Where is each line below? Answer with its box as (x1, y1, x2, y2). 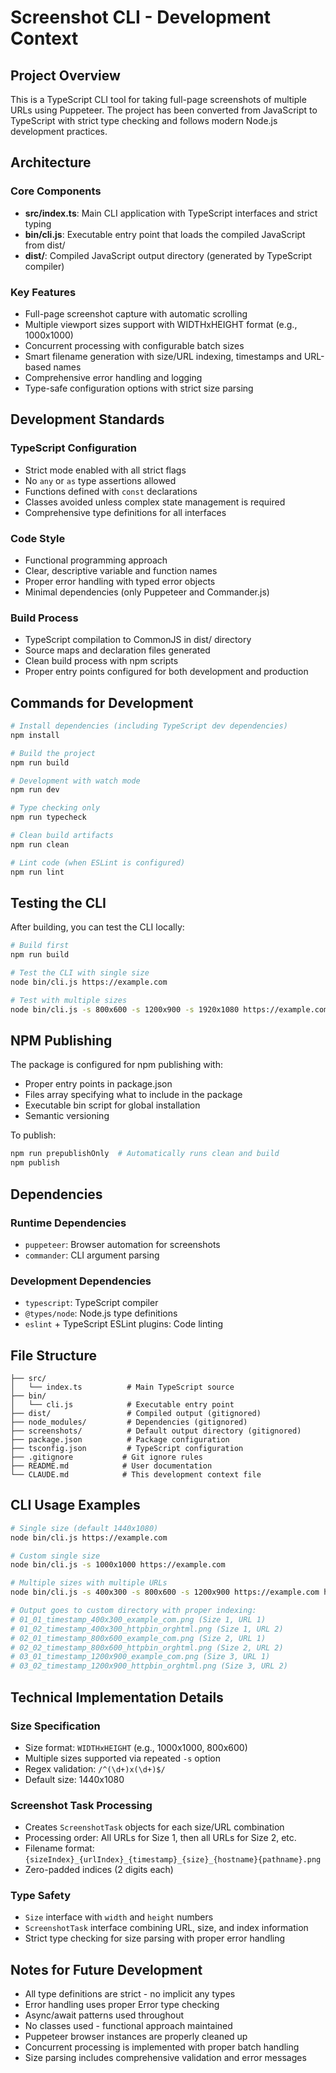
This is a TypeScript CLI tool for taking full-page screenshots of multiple (10, 94, 307, 105)
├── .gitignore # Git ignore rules (10, 1452, 203, 1462)
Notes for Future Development (10, 1961, 203, 1978)
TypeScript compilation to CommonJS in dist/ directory (24, 634, 252, 646)
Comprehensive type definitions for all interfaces (24, 506, 227, 518)
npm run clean (10, 839, 70, 850)
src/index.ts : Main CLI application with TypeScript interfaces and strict (24, 207, 318, 219)
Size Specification (10, 1719, 101, 1733)
